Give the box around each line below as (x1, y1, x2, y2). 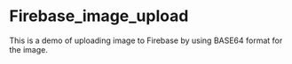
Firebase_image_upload (9, 6, 189, 26)
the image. (9, 44, 49, 54)
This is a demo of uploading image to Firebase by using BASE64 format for (9, 35, 283, 46)
